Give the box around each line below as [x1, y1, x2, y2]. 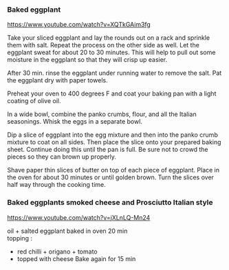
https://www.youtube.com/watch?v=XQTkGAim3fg [7, 21, 151, 29]
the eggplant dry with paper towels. [7, 76, 108, 85]
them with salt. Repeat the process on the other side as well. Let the [7, 41, 199, 49]
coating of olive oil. [7, 97, 61, 105]
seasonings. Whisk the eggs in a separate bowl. [7, 117, 143, 126]
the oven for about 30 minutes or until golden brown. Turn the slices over [7, 173, 215, 181]
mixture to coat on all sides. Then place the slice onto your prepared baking [7, 138, 221, 146]
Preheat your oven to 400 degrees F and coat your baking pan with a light [7, 89, 217, 98]
